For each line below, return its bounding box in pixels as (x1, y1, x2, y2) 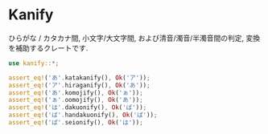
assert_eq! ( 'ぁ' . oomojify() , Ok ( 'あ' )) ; (8, 96, 143, 104)
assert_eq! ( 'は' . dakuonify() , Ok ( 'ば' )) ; (8, 104, 147, 112)
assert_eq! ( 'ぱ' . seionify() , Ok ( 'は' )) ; (8, 119, 143, 127)
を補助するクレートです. (8, 43, 89, 53)
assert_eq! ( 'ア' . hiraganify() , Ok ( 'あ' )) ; (8, 81, 150, 89)
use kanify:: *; (8, 59, 60, 67)
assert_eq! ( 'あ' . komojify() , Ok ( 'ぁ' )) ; (8, 88, 143, 97)
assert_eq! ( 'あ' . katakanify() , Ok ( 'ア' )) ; (8, 74, 150, 82)
